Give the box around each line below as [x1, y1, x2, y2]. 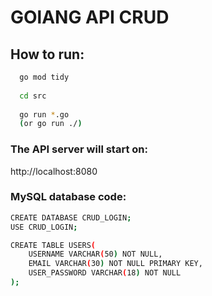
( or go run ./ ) [19, 119, 83, 129]
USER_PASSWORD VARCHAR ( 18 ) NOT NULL [28, 268, 182, 278]
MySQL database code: [10, 190, 127, 204]
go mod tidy [19, 72, 70, 82]
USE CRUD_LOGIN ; [10, 222, 78, 232]
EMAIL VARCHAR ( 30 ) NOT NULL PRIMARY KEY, [28, 259, 203, 269]
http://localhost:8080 [10, 165, 98, 177]
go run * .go [19, 109, 70, 120]
